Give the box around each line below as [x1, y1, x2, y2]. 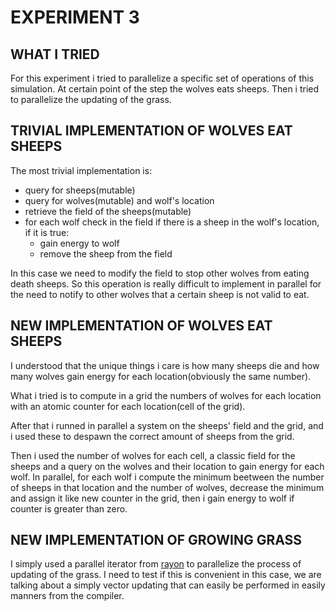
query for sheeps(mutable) [24, 184, 136, 196]
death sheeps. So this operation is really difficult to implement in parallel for [10, 277, 322, 290]
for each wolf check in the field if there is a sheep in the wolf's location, [24, 216, 320, 228]
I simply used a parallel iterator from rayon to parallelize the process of [10, 558, 302, 570]
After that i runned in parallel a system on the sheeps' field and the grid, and [10, 419, 324, 431]
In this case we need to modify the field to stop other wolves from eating [10, 267, 310, 279]
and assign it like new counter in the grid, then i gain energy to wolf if [10, 492, 295, 504]
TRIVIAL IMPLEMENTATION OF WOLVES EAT [10, 122, 293, 140]
